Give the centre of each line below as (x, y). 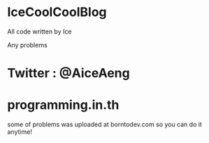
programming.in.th (63, 105)
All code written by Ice (39, 31)
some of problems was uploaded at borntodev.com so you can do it (105, 125)
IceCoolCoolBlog (57, 12)
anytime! (20, 132)
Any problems (27, 45)
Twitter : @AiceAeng (69, 73)
